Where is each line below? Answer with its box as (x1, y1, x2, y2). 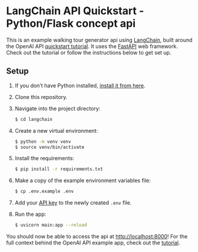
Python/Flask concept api (6, 17, 136, 30)
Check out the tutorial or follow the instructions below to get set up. (6, 49, 171, 56)
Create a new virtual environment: (14, 127, 98, 134)
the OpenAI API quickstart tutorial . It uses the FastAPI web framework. (6, 43, 178, 50)
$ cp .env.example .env (14, 189, 74, 194)
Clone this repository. (14, 93, 68, 100)
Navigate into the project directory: (14, 105, 101, 112)
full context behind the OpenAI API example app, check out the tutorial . (6, 239, 180, 246)
